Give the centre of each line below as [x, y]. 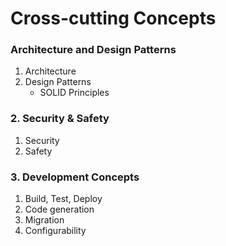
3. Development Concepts [75, 177]
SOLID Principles [74, 93]
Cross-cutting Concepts [113, 18]
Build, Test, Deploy [63, 199]
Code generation [59, 209]
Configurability [55, 231]
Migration [44, 220]
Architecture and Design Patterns [93, 50]
